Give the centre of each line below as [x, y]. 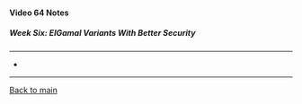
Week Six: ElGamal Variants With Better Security [102, 33]
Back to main [34, 90]
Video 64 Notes [39, 13]
